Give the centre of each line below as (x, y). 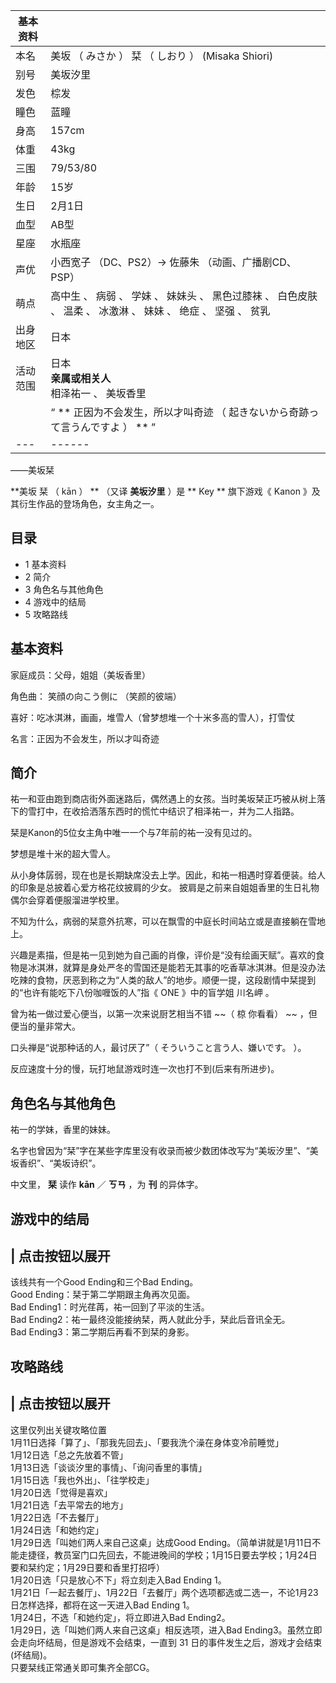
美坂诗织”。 (77, 1163)
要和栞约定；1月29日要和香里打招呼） (87, 1567)
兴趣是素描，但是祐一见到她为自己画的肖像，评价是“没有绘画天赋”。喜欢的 (163, 955)
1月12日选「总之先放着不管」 (69, 1455)
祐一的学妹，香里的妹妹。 (63, 1130)
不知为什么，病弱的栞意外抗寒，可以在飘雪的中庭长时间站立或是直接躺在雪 (163, 921)
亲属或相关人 (81, 378)
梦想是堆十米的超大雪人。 (63, 854)
